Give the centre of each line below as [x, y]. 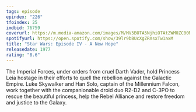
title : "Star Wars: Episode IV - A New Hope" [62, 44]
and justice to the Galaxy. [36, 102]
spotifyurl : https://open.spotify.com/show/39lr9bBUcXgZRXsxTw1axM [90, 38]
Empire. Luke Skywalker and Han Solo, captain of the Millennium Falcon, [93, 84]
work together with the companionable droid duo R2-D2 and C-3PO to [90, 90]
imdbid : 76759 [23, 28]
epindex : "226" [24, 17]
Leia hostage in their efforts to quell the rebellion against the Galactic [89, 78]
